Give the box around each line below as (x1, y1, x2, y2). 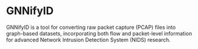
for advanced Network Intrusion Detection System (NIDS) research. (6, 36, 171, 43)
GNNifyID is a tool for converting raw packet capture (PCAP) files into (6, 24, 176, 31)
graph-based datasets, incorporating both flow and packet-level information (6, 30, 193, 37)
